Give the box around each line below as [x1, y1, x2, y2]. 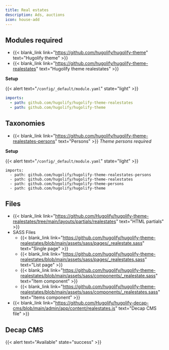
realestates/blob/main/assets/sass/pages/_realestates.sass [20, 256, 145, 263]
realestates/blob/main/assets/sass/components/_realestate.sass [20, 273, 156, 279]
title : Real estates [5, 7, 49, 13]
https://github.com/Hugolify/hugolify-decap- [55, 300, 149, 306]
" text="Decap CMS [115, 305, 157, 312]
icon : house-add [5, 17, 40, 22]
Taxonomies [5, 119, 45, 128]
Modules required [5, 36, 63, 44]
